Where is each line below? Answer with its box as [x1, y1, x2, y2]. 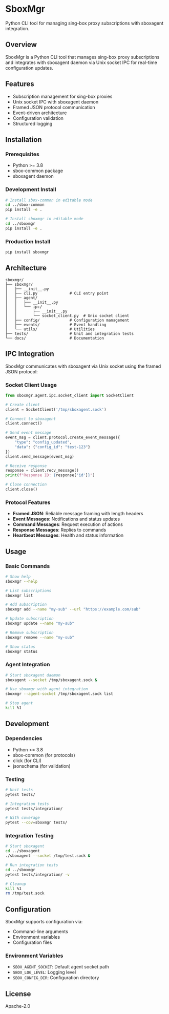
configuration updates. [5, 65, 54, 71]
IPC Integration [5, 349, 55, 358]
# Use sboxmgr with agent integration [5, 687, 88, 692]
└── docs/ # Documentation [5, 335, 104, 341]
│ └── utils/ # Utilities [5, 326, 95, 332]
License [5, 989, 31, 998]
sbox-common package [12, 167, 63, 174]
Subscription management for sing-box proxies [12, 93, 113, 99]
